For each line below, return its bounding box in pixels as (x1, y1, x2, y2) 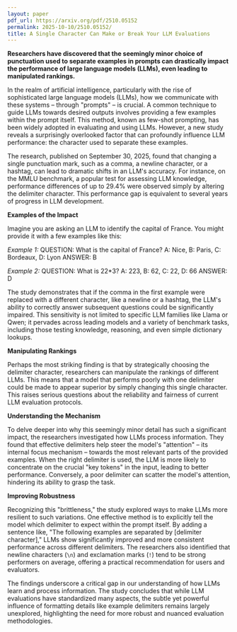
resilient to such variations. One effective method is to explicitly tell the (7, 513, 214, 522)
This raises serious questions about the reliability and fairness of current (7, 390, 219, 399)
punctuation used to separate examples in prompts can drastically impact (7, 57, 229, 66)
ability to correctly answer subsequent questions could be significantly (7, 303, 214, 312)
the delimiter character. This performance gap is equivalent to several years (7, 189, 229, 198)
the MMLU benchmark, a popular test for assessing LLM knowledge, (7, 175, 207, 183)
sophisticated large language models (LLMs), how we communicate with (7, 93, 219, 102)
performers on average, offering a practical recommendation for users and (7, 558, 225, 566)
